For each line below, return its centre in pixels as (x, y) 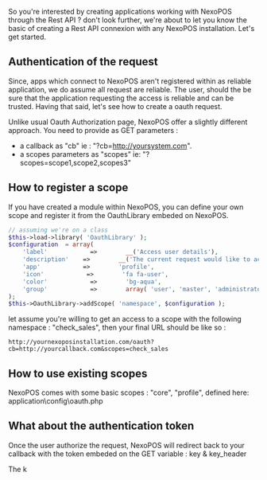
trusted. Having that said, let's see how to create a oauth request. (115, 106)
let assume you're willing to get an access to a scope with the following (125, 319)
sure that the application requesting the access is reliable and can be (121, 98)
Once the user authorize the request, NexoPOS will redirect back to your (126, 445)
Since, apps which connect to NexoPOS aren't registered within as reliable (130, 81)
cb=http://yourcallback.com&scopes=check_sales (89, 349)
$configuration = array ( (51, 245)
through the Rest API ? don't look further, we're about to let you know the (128, 20)
